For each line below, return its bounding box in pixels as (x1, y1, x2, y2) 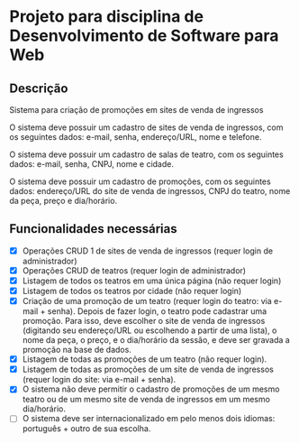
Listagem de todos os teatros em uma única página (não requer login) (22, 275, 282, 286)
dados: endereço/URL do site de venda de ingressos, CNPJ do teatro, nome (9, 186, 291, 196)
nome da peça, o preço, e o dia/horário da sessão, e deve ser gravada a (22, 335, 290, 346)
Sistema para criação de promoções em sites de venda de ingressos (9, 105, 264, 115)
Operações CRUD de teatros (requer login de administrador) (22, 264, 246, 276)
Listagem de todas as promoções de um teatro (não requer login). (22, 354, 267, 365)
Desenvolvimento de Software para (9, 25, 279, 46)
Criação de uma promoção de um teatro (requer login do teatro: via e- (22, 296, 283, 307)
